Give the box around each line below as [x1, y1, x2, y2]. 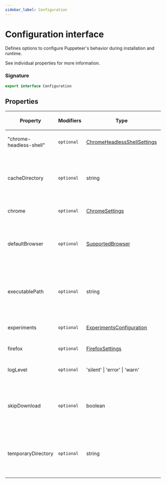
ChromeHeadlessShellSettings [86, 138, 157, 145]
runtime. [5, 50, 22, 56]
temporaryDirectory [7, 450, 53, 457]
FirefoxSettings [86, 345, 122, 352]
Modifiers [58, 117, 82, 124]
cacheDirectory [7, 174, 43, 181]
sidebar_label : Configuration [5, 7, 68, 12]
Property [19, 117, 41, 124]
